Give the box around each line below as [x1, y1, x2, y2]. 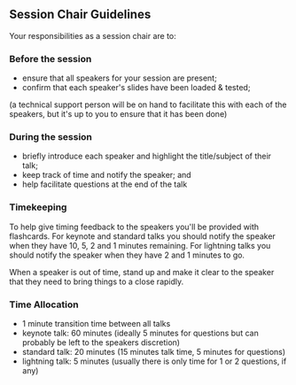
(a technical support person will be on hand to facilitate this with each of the [9, 99, 287, 110]
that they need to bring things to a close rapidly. [9, 276, 184, 287]
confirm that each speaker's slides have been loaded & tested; [21, 82, 251, 93]
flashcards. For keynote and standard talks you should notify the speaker [9, 230, 277, 242]
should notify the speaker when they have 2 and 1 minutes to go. [9, 250, 245, 260]
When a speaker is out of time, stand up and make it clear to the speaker [9, 266, 275, 277]
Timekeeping [9, 201, 67, 213]
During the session [9, 131, 93, 143]
